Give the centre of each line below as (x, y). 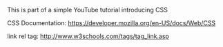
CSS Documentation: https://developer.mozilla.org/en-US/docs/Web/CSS (111, 23)
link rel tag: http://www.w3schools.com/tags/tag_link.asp (88, 36)
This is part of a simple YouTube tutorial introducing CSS (87, 10)
